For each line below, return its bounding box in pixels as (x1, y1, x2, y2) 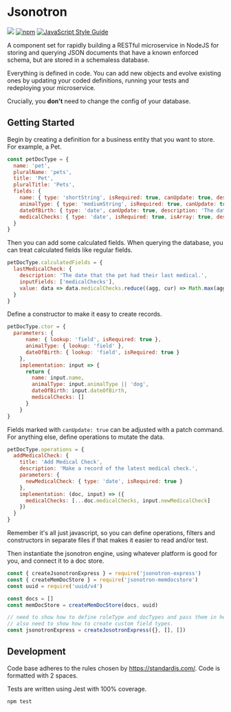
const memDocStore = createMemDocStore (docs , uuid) (7, 601, 158, 609)
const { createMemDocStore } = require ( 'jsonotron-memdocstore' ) (7, 576, 198, 583)
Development (7, 646, 67, 658)
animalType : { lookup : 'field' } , (25, 343, 125, 349)
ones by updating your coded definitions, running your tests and (7, 76, 189, 85)
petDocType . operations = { (7, 446, 85, 453)
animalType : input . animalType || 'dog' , (32, 381, 149, 388)
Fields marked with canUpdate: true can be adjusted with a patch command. (7, 425, 224, 433)
